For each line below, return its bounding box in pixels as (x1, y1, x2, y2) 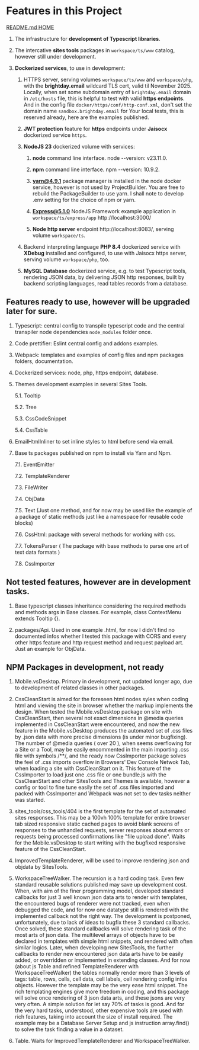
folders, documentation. (14, 357, 73, 365)
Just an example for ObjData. (14, 645, 86, 652)
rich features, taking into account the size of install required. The (14, 1013, 173, 1020)
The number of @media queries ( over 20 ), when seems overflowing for (14, 740, 192, 747)
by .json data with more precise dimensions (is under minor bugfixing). (14, 733, 188, 741)
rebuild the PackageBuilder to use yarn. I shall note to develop (32, 190, 184, 197)
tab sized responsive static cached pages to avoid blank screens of (14, 820, 179, 827)
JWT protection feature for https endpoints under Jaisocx (23, 125, 168, 132)
